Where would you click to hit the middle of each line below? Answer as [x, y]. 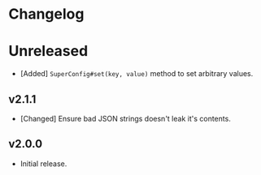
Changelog [46, 14]
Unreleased [48, 51]
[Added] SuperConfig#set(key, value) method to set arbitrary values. [137, 74]
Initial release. [43, 164]
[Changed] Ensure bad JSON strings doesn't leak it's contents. [126, 118]
